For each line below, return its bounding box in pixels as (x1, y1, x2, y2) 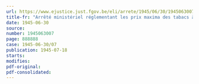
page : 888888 (6, 36, 38, 42)
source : (6, 25, 25, 31)
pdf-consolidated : (6, 69, 52, 75)
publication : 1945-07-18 (6, 47, 68, 53)
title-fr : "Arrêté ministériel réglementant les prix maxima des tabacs (6, 14, 190, 20)
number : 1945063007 (6, 31, 54, 37)
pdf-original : (6, 63, 41, 70)
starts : (6, 53, 25, 59)
